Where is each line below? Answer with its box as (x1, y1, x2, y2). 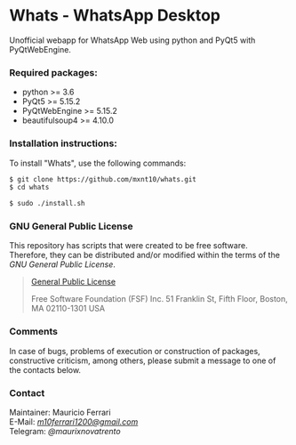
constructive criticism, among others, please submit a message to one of (9, 355, 276, 366)
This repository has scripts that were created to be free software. (9, 240, 248, 251)
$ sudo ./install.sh (9, 199, 86, 208)
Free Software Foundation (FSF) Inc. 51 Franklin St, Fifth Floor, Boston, (30, 294, 289, 304)
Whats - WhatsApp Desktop (9, 5, 220, 26)
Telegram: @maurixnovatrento (9, 426, 122, 437)
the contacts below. (9, 364, 82, 375)
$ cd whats (9, 183, 50, 192)
